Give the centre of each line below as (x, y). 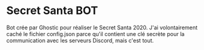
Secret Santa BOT (52, 11)
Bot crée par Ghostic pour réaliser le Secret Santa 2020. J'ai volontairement (102, 27)
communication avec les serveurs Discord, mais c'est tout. (80, 40)
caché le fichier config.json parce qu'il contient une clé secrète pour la (96, 34)
